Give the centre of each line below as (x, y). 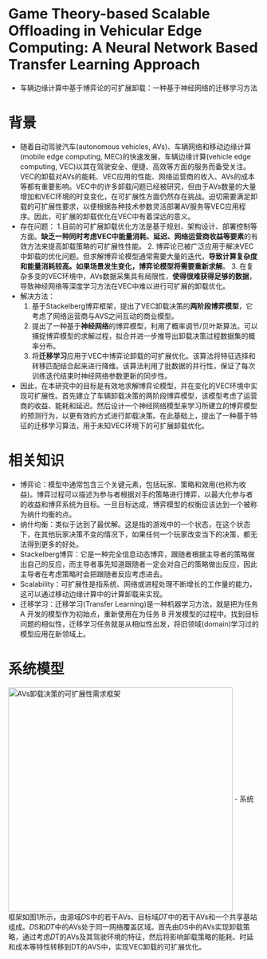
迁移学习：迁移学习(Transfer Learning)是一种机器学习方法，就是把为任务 (139, 603)
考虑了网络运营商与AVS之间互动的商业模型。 (105, 316)
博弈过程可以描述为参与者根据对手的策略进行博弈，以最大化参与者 (145, 494)
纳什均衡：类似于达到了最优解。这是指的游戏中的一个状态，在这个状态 (135, 524)
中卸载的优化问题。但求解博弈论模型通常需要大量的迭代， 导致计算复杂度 (138, 256)
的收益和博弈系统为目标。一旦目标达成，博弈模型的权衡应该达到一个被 (135, 504)
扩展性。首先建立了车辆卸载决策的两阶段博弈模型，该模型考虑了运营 (145, 395)
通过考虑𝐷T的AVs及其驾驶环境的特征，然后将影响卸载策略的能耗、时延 (137, 937)
